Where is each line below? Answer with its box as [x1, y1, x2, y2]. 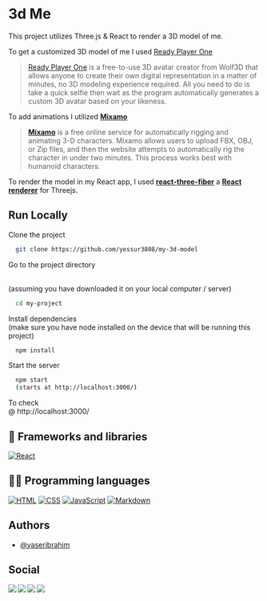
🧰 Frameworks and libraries [8, 430, 148, 443]
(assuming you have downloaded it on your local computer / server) [8, 283, 232, 293]
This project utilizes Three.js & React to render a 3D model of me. [8, 31, 224, 41]
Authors [8, 519, 50, 532]
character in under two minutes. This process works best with [27, 153, 232, 162]
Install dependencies [8, 314, 78, 323]
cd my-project [15, 299, 62, 307]
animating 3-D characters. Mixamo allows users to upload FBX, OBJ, [27, 135, 254, 145]
